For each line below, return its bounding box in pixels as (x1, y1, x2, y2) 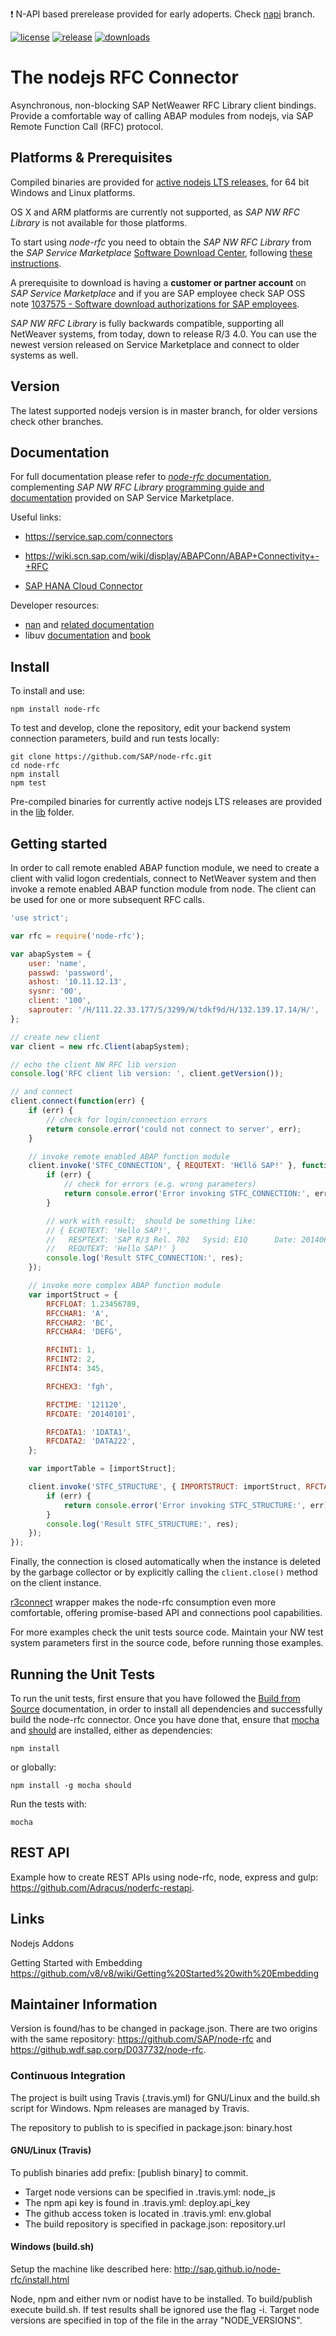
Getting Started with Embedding (10, 1956, 143, 1968)
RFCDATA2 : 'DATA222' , (46, 1436, 137, 1447)
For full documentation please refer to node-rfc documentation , (10, 471, 272, 483)
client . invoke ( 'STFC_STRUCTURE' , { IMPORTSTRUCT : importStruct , (28, 1482, 302, 1492)
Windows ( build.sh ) (10, 2241, 95, 2253)
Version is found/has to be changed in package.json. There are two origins (10, 2023, 318, 2035)
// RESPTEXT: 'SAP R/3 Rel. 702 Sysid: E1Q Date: (46, 1234, 298, 1245)
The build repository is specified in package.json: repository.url (24, 2218, 286, 2230)
